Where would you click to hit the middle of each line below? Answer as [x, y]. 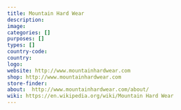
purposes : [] [26, 39]
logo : [15, 64]
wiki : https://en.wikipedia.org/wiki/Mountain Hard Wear [90, 96]
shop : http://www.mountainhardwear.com [64, 77]
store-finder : [28, 83]
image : [17, 26]
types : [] [21, 45]
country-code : [28, 52]
